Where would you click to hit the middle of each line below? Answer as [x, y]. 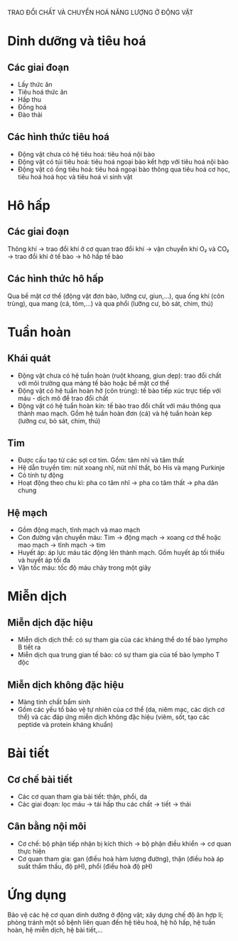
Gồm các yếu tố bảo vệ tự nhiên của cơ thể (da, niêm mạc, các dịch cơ [121, 710]
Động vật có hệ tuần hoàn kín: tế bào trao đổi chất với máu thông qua [119, 405]
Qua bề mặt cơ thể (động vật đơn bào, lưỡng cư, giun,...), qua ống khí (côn [116, 296]
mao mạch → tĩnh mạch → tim [61, 545]
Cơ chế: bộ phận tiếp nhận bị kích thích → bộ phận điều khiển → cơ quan [124, 844]
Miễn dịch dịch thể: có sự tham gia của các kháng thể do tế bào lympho [123, 640]
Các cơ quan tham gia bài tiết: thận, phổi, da [82, 797]
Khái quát [29, 358]
